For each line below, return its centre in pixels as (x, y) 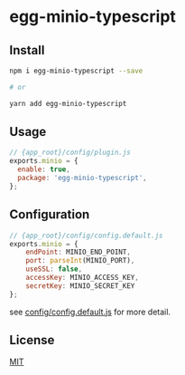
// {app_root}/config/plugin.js (70, 153)
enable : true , (44, 169)
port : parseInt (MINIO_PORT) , (80, 261)
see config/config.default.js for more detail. (90, 312)
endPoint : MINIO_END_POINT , (78, 252)
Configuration (50, 215)
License (32, 340)
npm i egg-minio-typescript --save (76, 71)
